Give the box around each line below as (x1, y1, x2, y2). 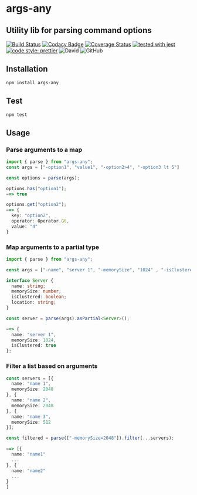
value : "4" (11, 223, 38, 230)
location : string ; (11, 300, 57, 305)
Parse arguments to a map (6, 145, 83, 154)
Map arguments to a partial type (6, 243, 100, 251)
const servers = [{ (6, 376, 54, 381)
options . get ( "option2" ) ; (6, 202, 67, 208)
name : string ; (11, 283, 46, 289)
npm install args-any (6, 79, 59, 85)
